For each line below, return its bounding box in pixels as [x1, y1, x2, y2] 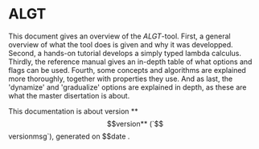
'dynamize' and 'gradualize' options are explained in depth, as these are [8, 82, 247, 92]
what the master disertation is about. [8, 91, 130, 100]
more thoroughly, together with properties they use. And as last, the [8, 74, 233, 83]
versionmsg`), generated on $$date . [8, 131, 130, 141]
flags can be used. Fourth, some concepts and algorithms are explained [8, 65, 247, 74]
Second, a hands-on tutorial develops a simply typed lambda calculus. [8, 48, 242, 58]
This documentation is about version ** [8, 106, 138, 116]
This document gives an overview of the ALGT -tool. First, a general [8, 31, 231, 41]
